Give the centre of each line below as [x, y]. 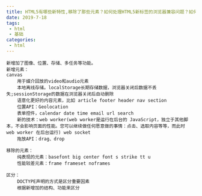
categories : [21, 40]
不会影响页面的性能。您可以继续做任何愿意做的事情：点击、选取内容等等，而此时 [100, 126]
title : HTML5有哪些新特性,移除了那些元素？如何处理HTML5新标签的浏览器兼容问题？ [98, 12]
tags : [13, 23]
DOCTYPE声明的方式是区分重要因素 [54, 182]
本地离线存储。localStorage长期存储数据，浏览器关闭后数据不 [85, 87]
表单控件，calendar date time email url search [75, 113]
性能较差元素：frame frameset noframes [64, 163]
